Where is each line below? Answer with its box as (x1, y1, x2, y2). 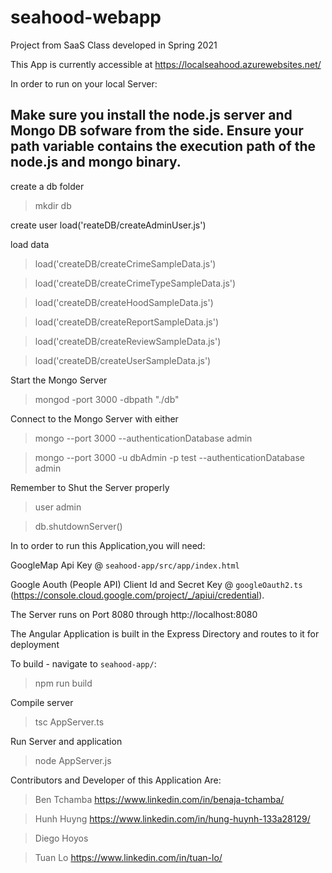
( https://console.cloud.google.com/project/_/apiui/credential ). (10, 589, 265, 601)
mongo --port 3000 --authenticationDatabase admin (34, 432, 253, 444)
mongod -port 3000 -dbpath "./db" (34, 393, 180, 405)
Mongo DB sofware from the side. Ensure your (10, 122, 304, 140)
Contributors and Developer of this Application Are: (10, 774, 222, 786)
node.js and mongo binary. (10, 154, 182, 171)
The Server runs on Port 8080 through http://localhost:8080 (10, 608, 258, 620)
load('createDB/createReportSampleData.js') (34, 316, 219, 328)
